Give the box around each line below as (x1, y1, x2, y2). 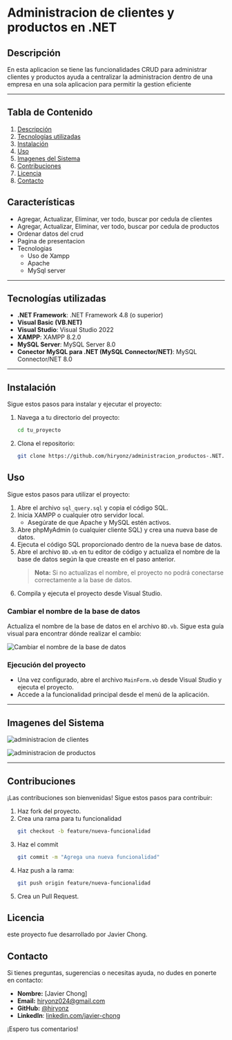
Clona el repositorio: (17, 439, 75, 447)
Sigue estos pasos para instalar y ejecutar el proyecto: (7, 400, 162, 409)
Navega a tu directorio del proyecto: (17, 414, 120, 422)
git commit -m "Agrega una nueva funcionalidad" (17, 853, 160, 860)
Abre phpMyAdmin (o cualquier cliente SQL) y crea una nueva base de (17, 526, 218, 534)
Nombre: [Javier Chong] (17, 990, 88, 998)
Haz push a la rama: (17, 866, 75, 874)
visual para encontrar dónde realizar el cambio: (7, 629, 142, 638)
